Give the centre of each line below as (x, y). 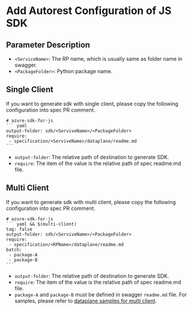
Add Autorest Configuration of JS (89, 11)
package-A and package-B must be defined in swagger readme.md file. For (101, 294)
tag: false (19, 229)
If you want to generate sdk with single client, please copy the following (92, 104)
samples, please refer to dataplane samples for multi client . (85, 301)
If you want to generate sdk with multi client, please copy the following (91, 202)
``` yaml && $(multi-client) (41, 224)
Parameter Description (48, 45)
